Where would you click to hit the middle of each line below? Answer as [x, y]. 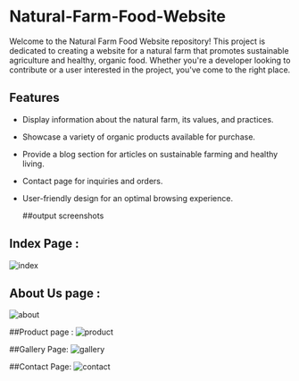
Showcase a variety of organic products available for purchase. [139, 137]
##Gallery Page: [39, 350]
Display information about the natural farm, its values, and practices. [148, 119]
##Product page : [42, 332]
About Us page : [55, 293]
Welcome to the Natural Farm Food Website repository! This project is [137, 41]
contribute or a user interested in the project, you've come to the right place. [150, 70]
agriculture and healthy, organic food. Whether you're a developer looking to [150, 60]
